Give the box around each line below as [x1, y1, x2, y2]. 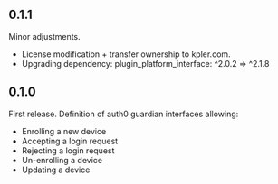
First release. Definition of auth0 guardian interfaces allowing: [8, 108, 239, 119]
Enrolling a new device [21, 125, 107, 136]
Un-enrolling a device [21, 154, 103, 165]
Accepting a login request [21, 135, 119, 146]
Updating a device [21, 164, 91, 175]
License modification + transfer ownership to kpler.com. [21, 49, 232, 60]
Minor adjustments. [8, 31, 81, 41]
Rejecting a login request [21, 144, 115, 156]
